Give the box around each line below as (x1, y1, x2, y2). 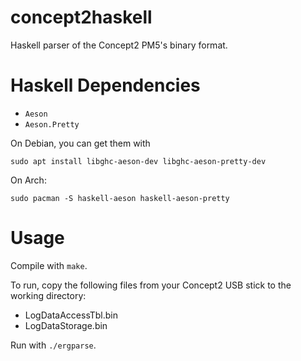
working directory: (10, 289, 87, 301)
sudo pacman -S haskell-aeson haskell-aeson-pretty (10, 193, 230, 203)
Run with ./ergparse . (10, 339, 97, 351)
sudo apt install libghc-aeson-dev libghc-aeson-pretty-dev (10, 156, 267, 166)
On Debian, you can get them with (10, 137, 151, 149)
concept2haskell (10, 6, 153, 29)
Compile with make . (10, 259, 88, 271)
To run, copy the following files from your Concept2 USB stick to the (10, 279, 292, 291)
